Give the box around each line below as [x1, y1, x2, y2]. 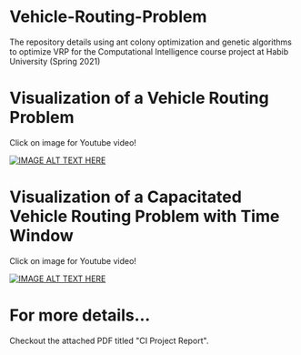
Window [9, 226, 75, 247]
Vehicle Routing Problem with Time [9, 207, 280, 227]
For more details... [9, 305, 151, 325]
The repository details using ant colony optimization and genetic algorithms [9, 36, 293, 47]
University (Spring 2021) [9, 56, 101, 66]
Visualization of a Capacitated [9, 187, 243, 208]
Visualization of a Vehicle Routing [9, 88, 270, 108]
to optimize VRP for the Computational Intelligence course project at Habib [9, 46, 289, 56]
